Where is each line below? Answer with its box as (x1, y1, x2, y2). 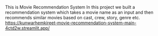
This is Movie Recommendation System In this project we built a (5, 4, 135, 10)
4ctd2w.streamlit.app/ (5, 25, 50, 31)
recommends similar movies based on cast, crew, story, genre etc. (5, 15, 140, 20)
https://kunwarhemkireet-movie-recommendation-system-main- (5, 20, 137, 26)
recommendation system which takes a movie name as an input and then (5, 9, 154, 15)
